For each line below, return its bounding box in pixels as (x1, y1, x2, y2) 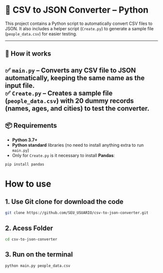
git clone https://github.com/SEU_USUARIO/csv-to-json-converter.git (5, 211, 149, 215)
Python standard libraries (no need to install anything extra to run (12, 142, 144, 148)
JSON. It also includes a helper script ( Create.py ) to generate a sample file (5, 25, 154, 31)
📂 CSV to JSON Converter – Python (5, 4, 149, 16)
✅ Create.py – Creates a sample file (5, 89, 113, 97)
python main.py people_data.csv (5, 263, 70, 268)
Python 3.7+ (12, 136, 38, 143)
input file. (5, 81, 35, 90)
